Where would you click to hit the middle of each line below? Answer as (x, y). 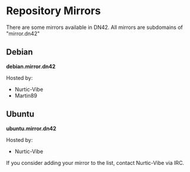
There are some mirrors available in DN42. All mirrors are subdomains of (95, 27)
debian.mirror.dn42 (31, 66)
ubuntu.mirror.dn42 (31, 128)
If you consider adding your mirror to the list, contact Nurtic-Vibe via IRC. (95, 163)
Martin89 (26, 95)
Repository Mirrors (54, 11)
